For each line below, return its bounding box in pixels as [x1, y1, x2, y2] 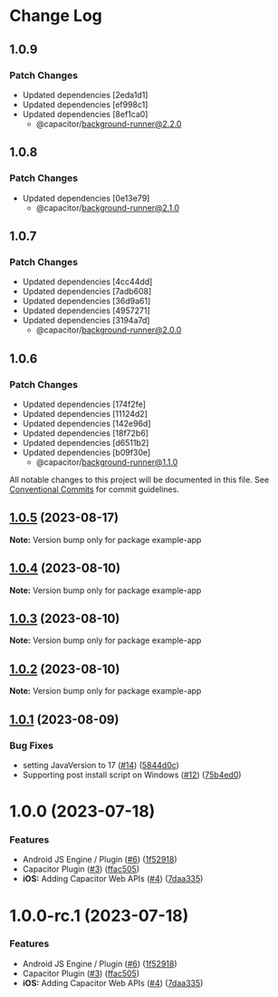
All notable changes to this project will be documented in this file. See [9, 474, 270, 485]
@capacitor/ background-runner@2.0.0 [35, 324, 182, 336]
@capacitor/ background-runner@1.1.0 [35, 456, 178, 468]
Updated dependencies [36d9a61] [22, 296, 151, 307]
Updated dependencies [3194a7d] [22, 315, 150, 326]
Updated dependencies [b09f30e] [22, 447, 151, 458]
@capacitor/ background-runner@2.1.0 [35, 202, 179, 213]
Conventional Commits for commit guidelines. [9, 483, 179, 495]
